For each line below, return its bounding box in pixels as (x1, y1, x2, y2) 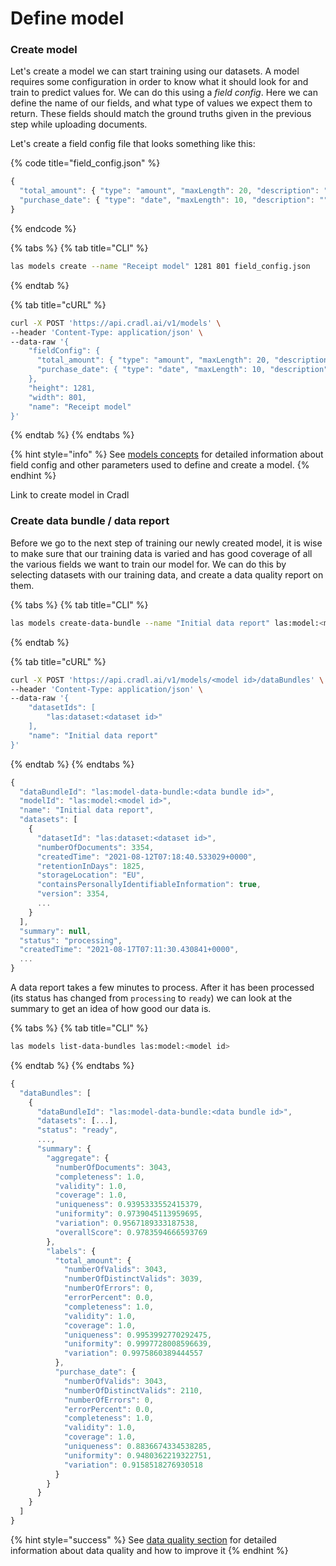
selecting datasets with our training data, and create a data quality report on (10, 568, 324, 581)
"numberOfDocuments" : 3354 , (36, 842, 155, 852)
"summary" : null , (19, 926, 92, 936)
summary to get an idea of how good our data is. (10, 1003, 212, 1015)
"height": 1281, (28, 383, 97, 393)
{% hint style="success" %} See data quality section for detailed (10, 1533, 277, 1546)
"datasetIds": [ (28, 703, 97, 713)
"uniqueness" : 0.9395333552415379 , (54, 1200, 203, 1210)
